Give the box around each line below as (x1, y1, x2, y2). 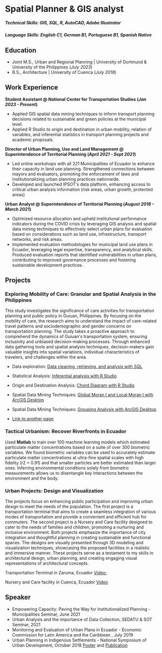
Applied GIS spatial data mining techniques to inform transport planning (12, 111, 155, 117)
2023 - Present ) (5, 101, 38, 107)
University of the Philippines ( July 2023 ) (12, 64, 93, 70)
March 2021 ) (5, 206, 31, 212)
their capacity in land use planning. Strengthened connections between (12, 166, 155, 172)
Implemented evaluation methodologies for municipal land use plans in (12, 241, 153, 247)
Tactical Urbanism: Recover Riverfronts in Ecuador (5, 428, 127, 435)
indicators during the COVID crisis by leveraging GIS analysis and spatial (12, 221, 157, 226)
